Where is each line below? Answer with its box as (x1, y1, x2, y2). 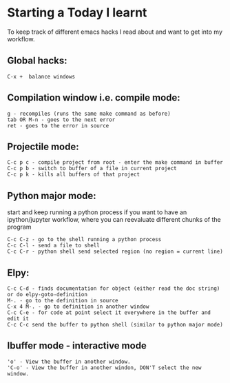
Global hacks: (7, 55, 67, 67)
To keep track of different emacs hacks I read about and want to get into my (7, 28, 222, 36)
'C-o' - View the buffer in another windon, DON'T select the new (7, 364, 202, 371)
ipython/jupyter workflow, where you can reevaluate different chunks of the (7, 216, 222, 224)
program (7, 222, 32, 231)
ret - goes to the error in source (7, 122, 109, 129)
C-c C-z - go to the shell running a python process (7, 236, 162, 243)
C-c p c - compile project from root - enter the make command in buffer (7, 159, 224, 166)
